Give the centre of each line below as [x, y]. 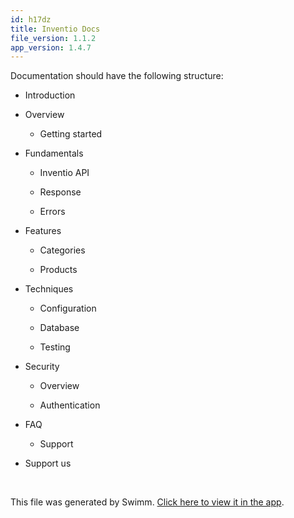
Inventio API [64, 173]
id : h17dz [31, 19]
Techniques [49, 289]
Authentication [70, 405]
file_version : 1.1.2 [53, 38]
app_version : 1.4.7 [51, 47]
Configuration [68, 308]
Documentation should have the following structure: [117, 76]
